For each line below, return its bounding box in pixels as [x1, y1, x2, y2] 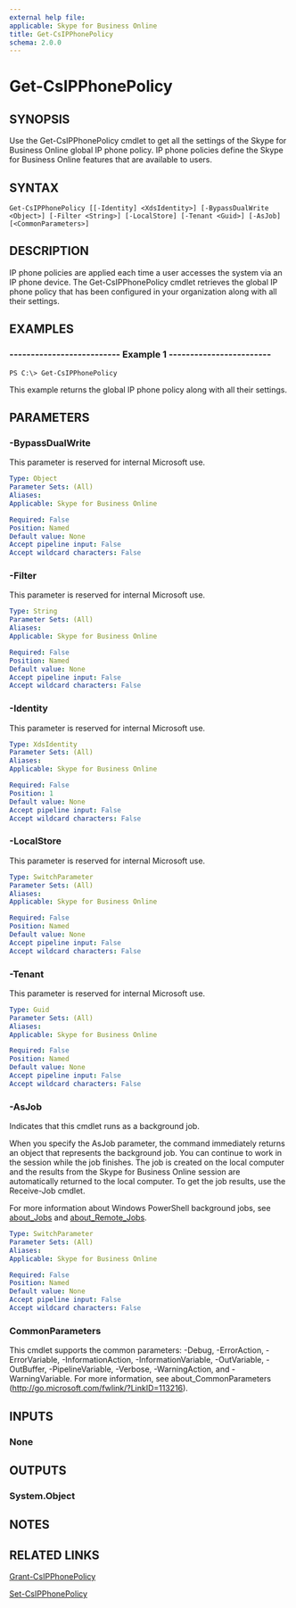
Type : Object [9, 474, 58, 483]
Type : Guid [9, 1005, 50, 1014]
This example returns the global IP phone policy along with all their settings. [9, 384, 288, 395]
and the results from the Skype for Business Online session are [9, 1167, 241, 1177]
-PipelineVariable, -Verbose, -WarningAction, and [48, 1364, 230, 1374]
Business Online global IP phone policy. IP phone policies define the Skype [9, 144, 284, 156]
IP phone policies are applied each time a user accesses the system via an [9, 267, 283, 277]
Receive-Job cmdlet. [9, 1185, 86, 1196]
